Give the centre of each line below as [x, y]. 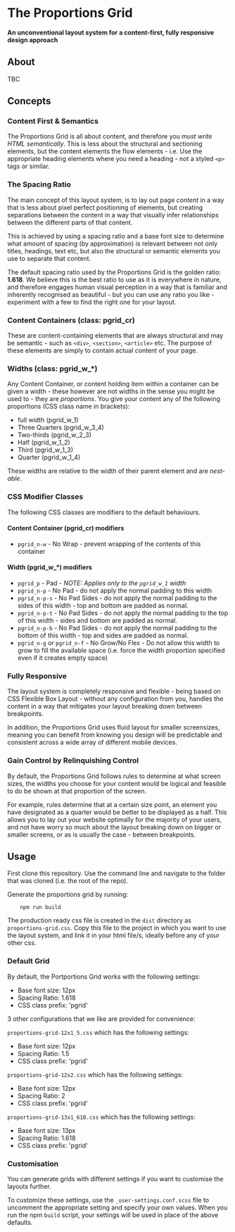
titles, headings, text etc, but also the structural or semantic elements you [114, 250]
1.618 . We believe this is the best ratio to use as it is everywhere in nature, [114, 279]
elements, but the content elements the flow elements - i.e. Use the [105, 151]
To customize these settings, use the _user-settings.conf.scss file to [108, 1200]
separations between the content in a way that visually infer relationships [113, 215]
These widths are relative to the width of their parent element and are [108, 471]
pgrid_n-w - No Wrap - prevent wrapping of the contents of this [109, 544]
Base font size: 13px [46, 1130]
